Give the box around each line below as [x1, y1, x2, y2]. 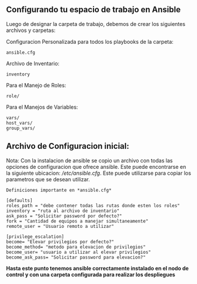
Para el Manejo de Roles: [6, 81, 66, 89]
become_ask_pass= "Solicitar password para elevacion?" [6, 254, 146, 260]
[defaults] [6, 197, 33, 203]
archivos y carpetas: [6, 27, 56, 34]
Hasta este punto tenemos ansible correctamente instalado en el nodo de [6, 265, 189, 272]
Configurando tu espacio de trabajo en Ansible [6, 5, 181, 15]
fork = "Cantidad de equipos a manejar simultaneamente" [6, 218, 149, 224]
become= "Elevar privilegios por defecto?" [6, 239, 115, 244]
